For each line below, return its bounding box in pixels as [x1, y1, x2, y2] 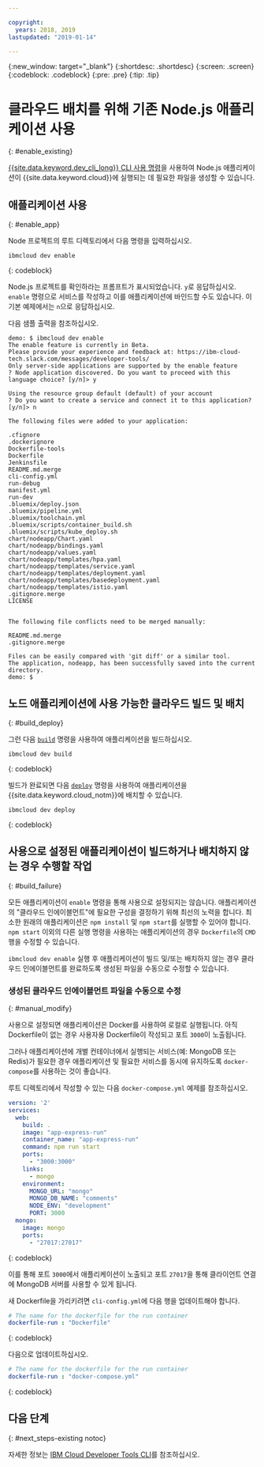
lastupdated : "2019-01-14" [8, 33, 97, 41]
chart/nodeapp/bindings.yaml [8, 542, 104, 550]
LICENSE [8, 598, 34, 605]
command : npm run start [22, 1143, 101, 1151]
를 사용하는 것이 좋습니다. [32, 1066, 111, 1076]
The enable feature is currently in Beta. [8, 341, 150, 349]
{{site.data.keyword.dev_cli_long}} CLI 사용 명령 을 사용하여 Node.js [8, 163, 222, 172]
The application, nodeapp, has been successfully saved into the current [8, 659, 256, 668]
